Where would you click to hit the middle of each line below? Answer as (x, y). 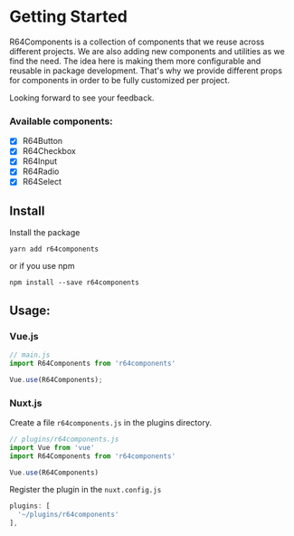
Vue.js (24, 336)
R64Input (39, 161)
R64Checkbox (49, 151)
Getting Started (69, 17)
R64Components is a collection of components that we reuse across (137, 42)
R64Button (43, 141)
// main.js (30, 355)
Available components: (61, 121)
